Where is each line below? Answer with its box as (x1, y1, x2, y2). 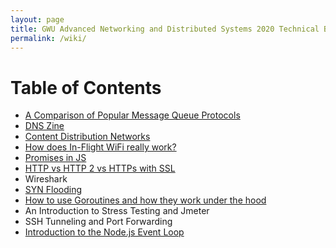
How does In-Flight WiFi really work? (24, 141, 177, 153)
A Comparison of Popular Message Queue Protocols (24, 109, 241, 121)
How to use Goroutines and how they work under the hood (24, 194, 267, 206)
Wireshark (24, 173, 68, 185)
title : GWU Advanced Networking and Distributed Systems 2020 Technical (10, 24, 320, 34)
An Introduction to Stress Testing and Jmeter (24, 205, 210, 217)
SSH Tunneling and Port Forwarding (24, 216, 173, 228)
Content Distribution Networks (24, 131, 151, 143)
